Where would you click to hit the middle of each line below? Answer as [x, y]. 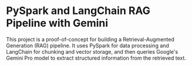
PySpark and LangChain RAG [78, 11]
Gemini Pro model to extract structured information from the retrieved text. [96, 58]
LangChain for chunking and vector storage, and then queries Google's [92, 51]
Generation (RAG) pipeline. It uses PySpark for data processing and [87, 46]
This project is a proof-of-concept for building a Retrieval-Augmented [90, 39]
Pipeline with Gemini [57, 23]
